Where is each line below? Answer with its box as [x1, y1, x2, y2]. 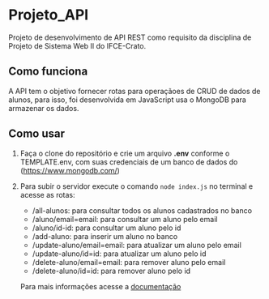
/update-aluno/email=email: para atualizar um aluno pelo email [32, 240, 241, 250]
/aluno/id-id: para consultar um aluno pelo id [32, 223, 181, 233]
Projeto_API [8, 6, 89, 24]
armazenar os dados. [8, 103, 79, 113]
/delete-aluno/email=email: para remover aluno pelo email [32, 257, 226, 267]
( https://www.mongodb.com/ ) [19, 165, 120, 175]
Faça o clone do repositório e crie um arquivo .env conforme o [19, 148, 230, 158]
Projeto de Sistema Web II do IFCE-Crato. [8, 41, 147, 50]
